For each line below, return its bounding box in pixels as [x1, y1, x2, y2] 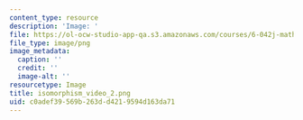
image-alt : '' [17, 72, 70, 81]
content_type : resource [9, 13, 99, 23]
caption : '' [17, 55, 63, 64]
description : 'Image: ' [9, 22, 99, 31]
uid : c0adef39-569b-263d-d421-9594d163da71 [9, 97, 176, 106]
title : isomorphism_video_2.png [9, 88, 131, 97]
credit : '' [17, 64, 59, 73]
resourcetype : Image [9, 80, 87, 89]
